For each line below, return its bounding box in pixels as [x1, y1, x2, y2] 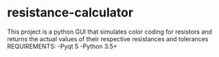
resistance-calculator [7, 5, 134, 21]
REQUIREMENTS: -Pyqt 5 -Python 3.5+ [7, 42, 118, 50]
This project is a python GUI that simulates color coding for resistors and [7, 27, 213, 36]
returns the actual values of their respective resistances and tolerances [7, 34, 209, 43]
